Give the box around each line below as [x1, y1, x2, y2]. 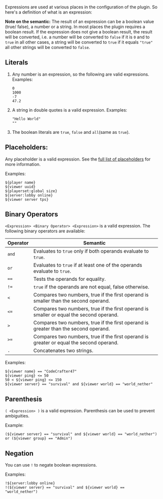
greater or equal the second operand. [33, 339, 119, 346]
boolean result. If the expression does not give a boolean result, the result [5, 29, 153, 34]
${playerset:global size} [5, 189, 57, 193]
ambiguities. [5, 413, 30, 419]
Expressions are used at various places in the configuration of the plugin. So [5, 4, 158, 10]
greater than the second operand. [33, 325, 110, 332]
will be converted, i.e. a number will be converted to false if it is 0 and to [5, 34, 150, 40]
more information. [5, 161, 41, 167]
